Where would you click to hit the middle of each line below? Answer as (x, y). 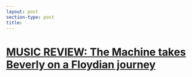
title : (14, 23)
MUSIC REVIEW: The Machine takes (96, 52)
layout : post (22, 12)
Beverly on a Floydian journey (81, 64)
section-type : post (30, 17)
